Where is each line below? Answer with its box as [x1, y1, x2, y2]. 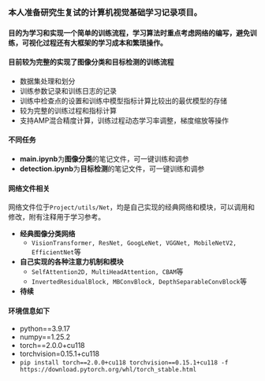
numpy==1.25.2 [19, 332, 71, 342]
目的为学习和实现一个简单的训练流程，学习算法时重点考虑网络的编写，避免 [8, 28, 250, 37]
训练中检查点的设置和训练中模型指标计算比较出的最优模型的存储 [19, 96, 227, 105]
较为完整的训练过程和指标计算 [19, 105, 117, 115]
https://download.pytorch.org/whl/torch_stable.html [19, 366, 197, 374]
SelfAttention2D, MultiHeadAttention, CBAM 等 [31, 267, 184, 276]
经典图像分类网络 [19, 229, 76, 239]
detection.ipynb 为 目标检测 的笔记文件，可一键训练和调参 [19, 164, 205, 173]
